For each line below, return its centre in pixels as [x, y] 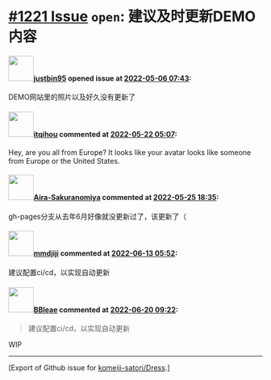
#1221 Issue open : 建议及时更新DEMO [132, 17]
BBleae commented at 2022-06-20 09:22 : [106, 309]
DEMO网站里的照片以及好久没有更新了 [72, 97]
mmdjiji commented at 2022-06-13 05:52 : [106, 253]
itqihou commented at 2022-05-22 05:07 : [105, 134]
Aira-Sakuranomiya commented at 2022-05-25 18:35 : [126, 198]
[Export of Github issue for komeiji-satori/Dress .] [90, 368]
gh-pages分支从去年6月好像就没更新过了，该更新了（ [98, 216]
